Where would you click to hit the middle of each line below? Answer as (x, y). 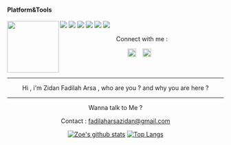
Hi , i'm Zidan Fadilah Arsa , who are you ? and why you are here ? (115, 88)
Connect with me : (142, 39)
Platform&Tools (30, 10)
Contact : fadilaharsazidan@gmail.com (115, 121)
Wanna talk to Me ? (115, 108)
